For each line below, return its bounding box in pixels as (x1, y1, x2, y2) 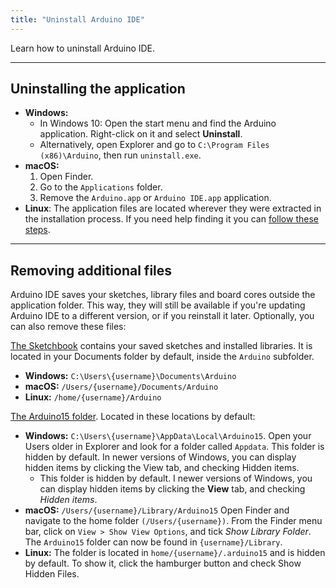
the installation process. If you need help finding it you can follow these (24, 213, 319, 225)
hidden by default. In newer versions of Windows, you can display (24, 451, 297, 463)
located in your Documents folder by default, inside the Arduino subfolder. (10, 351, 315, 363)
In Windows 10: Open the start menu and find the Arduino (39, 117, 277, 130)
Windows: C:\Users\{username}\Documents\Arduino (24, 370, 237, 382)
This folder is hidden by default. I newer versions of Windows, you (39, 472, 313, 485)
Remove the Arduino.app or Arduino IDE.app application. (39, 192, 272, 204)
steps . (24, 224, 51, 236)
